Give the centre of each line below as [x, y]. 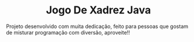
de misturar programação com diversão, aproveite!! [68, 32]
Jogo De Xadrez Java [98, 10]
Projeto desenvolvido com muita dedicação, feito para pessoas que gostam [97, 26]
